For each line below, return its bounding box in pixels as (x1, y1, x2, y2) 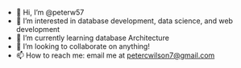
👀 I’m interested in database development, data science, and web (15, 16, 234, 26)
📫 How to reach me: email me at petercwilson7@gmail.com (15, 50, 215, 60)
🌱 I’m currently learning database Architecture (15, 33, 169, 42)
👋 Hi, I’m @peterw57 (15, 8, 85, 17)
